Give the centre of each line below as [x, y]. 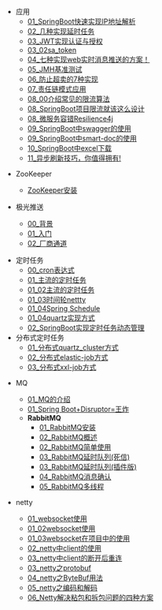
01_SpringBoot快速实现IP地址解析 [81, 21]
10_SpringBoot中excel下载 [70, 148]
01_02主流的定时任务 [61, 290]
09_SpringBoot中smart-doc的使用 [82, 138]
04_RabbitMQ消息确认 [75, 477]
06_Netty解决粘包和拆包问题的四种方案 [90, 597]
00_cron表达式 [51, 270]
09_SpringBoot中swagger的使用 [79, 128]
